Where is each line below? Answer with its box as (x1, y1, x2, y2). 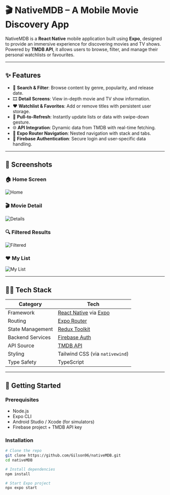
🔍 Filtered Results (5, 229, 51, 236)
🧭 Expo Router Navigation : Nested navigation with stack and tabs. (12, 130, 151, 136)
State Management (8, 326, 53, 333)
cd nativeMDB (5, 458, 33, 463)
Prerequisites (5, 396, 39, 403)
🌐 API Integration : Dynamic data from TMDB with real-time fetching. (12, 124, 156, 130)
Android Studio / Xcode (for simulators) (12, 418, 95, 425)
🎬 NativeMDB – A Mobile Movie (5, 5, 139, 16)
